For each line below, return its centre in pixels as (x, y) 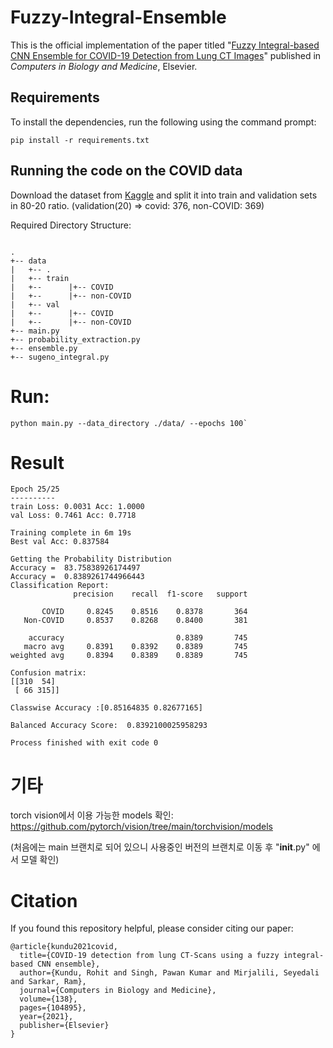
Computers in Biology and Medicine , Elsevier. (104, 66)
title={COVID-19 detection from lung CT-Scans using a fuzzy (149, 956)
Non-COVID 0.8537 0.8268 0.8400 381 (135, 621)
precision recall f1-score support (160, 594)
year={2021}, (46, 1017)
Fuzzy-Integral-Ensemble (118, 17)
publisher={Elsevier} (64, 1026)
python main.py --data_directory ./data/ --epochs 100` (129, 423)
